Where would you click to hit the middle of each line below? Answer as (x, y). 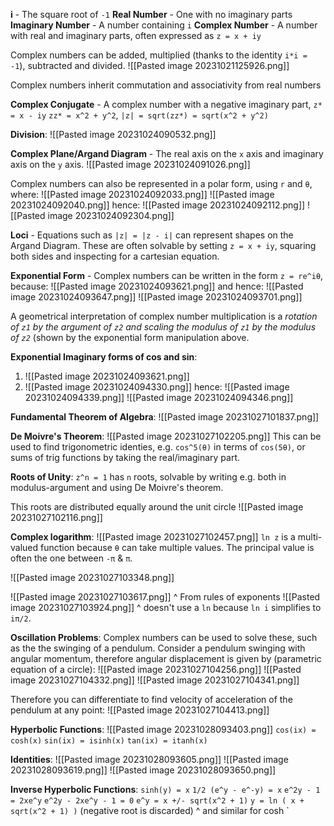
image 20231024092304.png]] (111, 215)
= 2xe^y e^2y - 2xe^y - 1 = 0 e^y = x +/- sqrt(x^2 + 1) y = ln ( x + (157, 801)
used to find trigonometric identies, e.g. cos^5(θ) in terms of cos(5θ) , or (158, 447)
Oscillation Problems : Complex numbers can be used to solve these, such (164, 637)
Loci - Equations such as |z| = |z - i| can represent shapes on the (152, 235)
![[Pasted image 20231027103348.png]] (92, 577)
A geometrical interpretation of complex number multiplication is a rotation (164, 316)
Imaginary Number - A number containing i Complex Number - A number (164, 25)
